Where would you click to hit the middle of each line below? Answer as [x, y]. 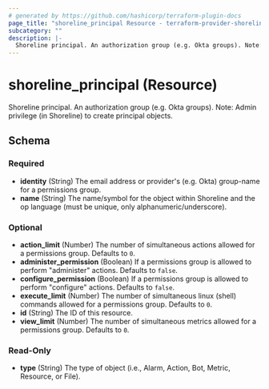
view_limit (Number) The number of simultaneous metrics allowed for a [138, 322]
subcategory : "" [35, 30]
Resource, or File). [50, 376]
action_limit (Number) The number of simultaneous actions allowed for [137, 245]
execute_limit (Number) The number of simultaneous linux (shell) [128, 296]
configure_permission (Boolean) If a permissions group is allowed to [134, 279]
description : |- [35, 38]
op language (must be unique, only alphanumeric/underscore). [123, 207]
